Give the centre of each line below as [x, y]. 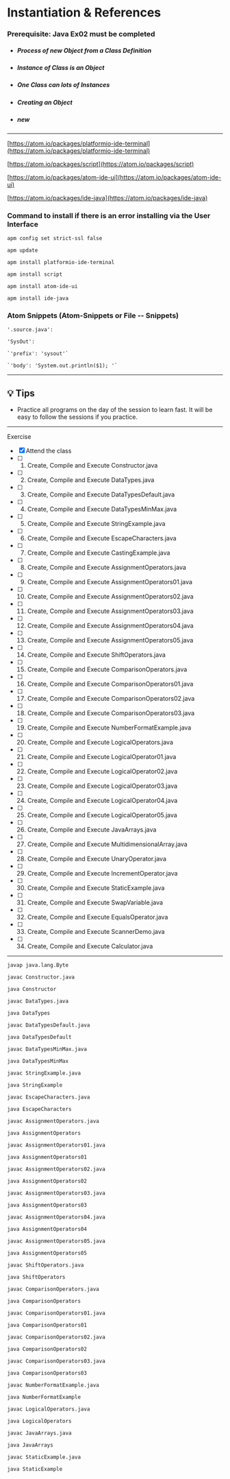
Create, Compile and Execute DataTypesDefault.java [101, 494]
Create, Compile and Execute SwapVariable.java [95, 902]
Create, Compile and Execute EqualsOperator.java [98, 917]
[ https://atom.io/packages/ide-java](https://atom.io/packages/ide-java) [107, 197]
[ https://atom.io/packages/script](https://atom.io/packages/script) [101, 164]
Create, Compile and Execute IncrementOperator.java [102, 873]
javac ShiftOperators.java [46, 1265]
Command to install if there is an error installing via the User [109, 215]
